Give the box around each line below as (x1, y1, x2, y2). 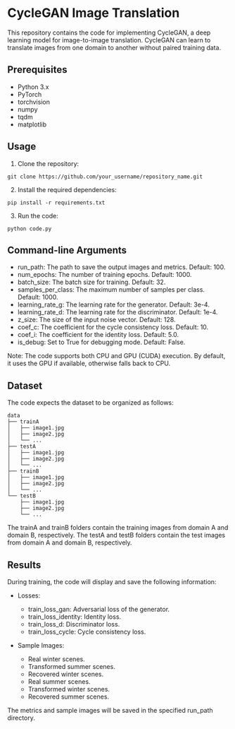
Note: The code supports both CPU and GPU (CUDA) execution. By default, (7, 352, 226, 360)
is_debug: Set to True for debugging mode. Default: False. (17, 338, 186, 347)
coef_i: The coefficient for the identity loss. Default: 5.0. (17, 331, 179, 339)
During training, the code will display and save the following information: (7, 578, 217, 586)
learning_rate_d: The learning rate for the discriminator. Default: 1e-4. (17, 308, 218, 316)
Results (7, 559, 42, 571)
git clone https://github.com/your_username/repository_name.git (7, 173, 203, 180)
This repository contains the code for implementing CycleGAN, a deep (7, 28, 211, 37)
